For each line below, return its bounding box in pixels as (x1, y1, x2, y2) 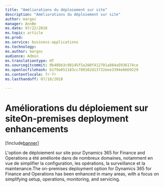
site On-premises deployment (5, 113, 129, 124)
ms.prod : (5, 35, 23, 40)
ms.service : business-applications (5, 40, 79, 45)
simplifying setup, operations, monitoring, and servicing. (5, 176, 120, 182)
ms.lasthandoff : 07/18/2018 (5, 77, 63, 82)
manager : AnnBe (5, 21, 37, 26)
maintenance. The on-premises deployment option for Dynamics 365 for (5, 165, 152, 172)
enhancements (5, 123, 68, 135)
